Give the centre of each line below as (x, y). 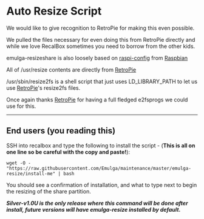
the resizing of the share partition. (49, 191)
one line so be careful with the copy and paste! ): (68, 152)
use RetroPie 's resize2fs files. (43, 88)
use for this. (21, 106)
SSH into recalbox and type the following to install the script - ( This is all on (101, 145)
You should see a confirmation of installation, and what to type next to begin (102, 185)
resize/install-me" (31, 174)
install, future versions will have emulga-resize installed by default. (93, 209)
